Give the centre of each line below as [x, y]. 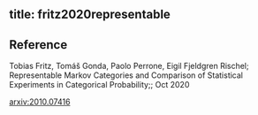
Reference [38, 45]
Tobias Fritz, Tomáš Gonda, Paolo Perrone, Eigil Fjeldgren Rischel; [129, 66]
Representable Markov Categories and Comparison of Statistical [126, 75]
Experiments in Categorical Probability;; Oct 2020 [99, 85]
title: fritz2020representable [90, 15]
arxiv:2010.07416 [40, 102]
